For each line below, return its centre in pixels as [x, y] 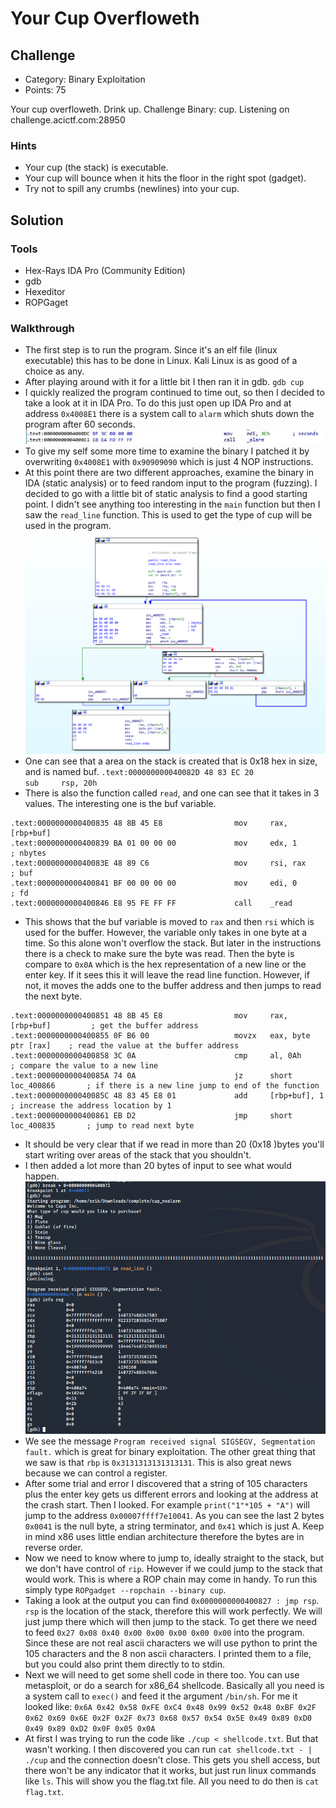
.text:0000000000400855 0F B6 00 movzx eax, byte [160, 1035]
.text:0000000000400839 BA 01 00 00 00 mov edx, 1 [154, 843]
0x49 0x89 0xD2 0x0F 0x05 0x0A [90, 1728]
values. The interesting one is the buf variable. [120, 803]
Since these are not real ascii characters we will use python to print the [171, 1643]
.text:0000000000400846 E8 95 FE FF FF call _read [151, 903]
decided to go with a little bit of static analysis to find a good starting [166, 494]
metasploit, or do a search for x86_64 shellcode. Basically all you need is [174, 1685]
